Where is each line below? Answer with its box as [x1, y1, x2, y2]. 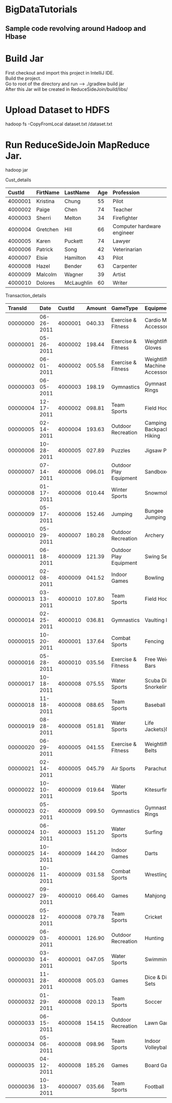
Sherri [36, 214, 51, 222]
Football [144, 1083, 164, 1090]
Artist [112, 271, 126, 278]
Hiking [144, 432, 160, 439]
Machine [144, 362, 166, 370]
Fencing [144, 638, 164, 645]
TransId [8, 305, 27, 312]
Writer [112, 279, 128, 286]
